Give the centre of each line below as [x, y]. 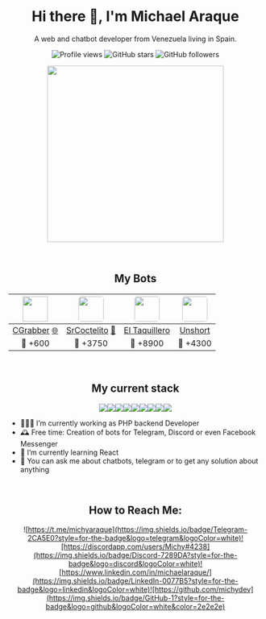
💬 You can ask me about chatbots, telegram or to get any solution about [139, 461]
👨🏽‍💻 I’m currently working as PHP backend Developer [110, 423]
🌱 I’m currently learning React [69, 452]
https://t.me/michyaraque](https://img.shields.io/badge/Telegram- [138, 530]
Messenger [39, 443]
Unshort [195, 330]
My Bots [135, 278]
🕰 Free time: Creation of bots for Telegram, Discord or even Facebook [138, 432]
